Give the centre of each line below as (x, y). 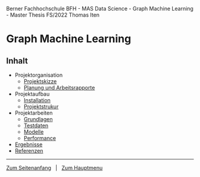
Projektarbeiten (34, 113)
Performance (40, 138)
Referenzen (29, 151)
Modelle (34, 132)
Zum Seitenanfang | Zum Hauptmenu (54, 168)
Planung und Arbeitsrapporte (59, 88)
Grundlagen (38, 119)
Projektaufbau (32, 94)
